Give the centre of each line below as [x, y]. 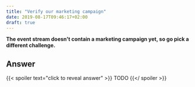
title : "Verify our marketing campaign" [56, 11]
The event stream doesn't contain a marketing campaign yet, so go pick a [97, 39]
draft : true [21, 22]
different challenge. [31, 45]
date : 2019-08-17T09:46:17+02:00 [47, 17]
